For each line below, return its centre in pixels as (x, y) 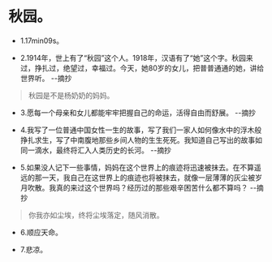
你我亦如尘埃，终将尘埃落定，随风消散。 (96, 215)
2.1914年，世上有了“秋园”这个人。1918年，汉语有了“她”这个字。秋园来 (136, 58)
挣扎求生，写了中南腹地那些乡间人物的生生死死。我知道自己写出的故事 (138, 140)
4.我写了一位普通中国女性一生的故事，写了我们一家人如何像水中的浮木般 (141, 130)
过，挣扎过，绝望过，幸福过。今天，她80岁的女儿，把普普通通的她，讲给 (142, 68)
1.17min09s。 (42, 41)
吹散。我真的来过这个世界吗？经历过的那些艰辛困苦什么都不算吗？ (138, 187)
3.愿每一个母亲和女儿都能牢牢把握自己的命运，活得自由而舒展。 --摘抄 (138, 112)
